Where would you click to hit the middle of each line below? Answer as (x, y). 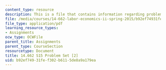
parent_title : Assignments (33, 42)
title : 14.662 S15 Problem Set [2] (42, 55)
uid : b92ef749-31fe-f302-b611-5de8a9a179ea (51, 60)
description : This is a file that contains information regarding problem (84, 14)
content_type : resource (30, 10)
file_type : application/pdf (34, 23)
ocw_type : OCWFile (24, 37)
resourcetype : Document (30, 51)
